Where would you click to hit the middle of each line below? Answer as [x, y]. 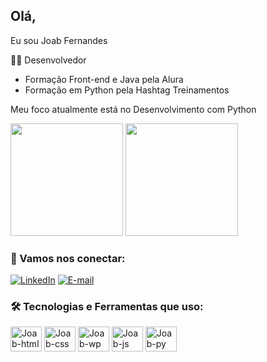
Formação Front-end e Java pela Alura [104, 79]
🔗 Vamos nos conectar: [68, 258]
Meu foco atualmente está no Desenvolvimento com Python [133, 109]
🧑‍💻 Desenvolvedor [48, 60]
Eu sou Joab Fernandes [59, 40]
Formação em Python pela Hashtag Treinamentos [127, 90]
